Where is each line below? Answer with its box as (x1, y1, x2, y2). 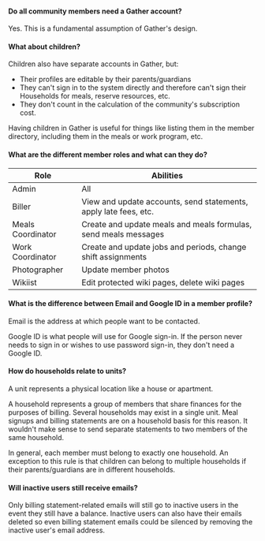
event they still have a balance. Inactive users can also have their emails (8, 509, 242, 518)
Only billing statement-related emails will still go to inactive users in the (8, 501, 239, 510)
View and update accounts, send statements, (81, 196, 248, 207)
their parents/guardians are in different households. (8, 465, 176, 475)
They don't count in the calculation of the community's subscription (19, 99, 241, 110)
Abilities (151, 170, 184, 181)
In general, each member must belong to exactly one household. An (8, 448, 229, 457)
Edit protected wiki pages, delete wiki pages (81, 277, 245, 288)
